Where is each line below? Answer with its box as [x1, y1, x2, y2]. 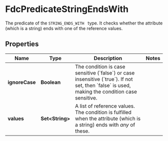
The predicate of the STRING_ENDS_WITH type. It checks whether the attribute [5, 20, 163, 26]
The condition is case [74, 63, 125, 70]
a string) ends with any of [74, 121, 135, 128]
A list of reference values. [74, 102, 135, 109]
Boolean [40, 78, 61, 85]
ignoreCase [7, 78, 36, 85]
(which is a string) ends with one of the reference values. [5, 25, 123, 31]
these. [74, 127, 90, 134]
